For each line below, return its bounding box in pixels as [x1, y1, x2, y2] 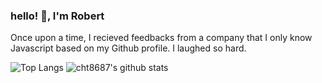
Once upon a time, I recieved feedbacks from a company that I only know [10, 32, 313, 44]
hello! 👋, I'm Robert [10, 9, 105, 23]
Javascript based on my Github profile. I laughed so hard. [10, 42, 247, 54]
